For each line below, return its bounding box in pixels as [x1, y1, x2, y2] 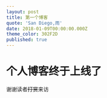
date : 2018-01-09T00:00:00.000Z [6, 25, 88, 32]
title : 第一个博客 [6, 14, 48, 20]
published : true [6, 37, 47, 43]
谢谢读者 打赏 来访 [6, 85, 49, 93]
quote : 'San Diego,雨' [6, 20, 62, 26]
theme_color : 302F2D [6, 31, 59, 37]
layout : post [6, 8, 39, 15]
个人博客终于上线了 [6, 64, 102, 78]
